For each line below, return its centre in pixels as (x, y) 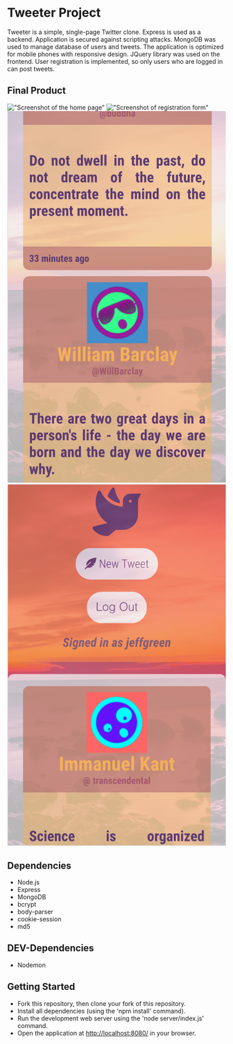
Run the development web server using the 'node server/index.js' (111, 1018)
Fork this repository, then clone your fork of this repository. (101, 1003)
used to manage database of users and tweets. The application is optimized (115, 46)
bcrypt (27, 904)
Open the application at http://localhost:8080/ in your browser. (106, 1033)
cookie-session (39, 919)
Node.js (28, 882)
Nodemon (32, 965)
